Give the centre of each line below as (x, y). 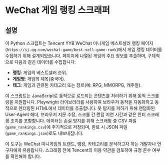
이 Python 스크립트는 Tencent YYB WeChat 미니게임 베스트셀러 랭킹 (72, 43)
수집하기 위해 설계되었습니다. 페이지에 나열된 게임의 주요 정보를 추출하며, (76, 56)
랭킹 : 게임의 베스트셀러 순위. (40, 72)
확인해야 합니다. (26, 156)
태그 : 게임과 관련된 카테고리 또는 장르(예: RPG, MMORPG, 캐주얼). (77, 85)
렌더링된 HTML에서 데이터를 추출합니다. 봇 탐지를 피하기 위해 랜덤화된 (86, 108)
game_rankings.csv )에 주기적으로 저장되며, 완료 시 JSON (62, 127)
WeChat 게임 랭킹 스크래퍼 (57, 10)
